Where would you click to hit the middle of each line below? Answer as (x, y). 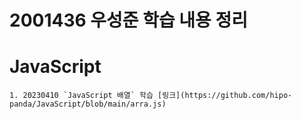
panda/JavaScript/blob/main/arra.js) (88, 104)
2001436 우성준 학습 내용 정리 (129, 20)
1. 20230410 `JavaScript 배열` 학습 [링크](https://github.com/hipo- (151, 96)
